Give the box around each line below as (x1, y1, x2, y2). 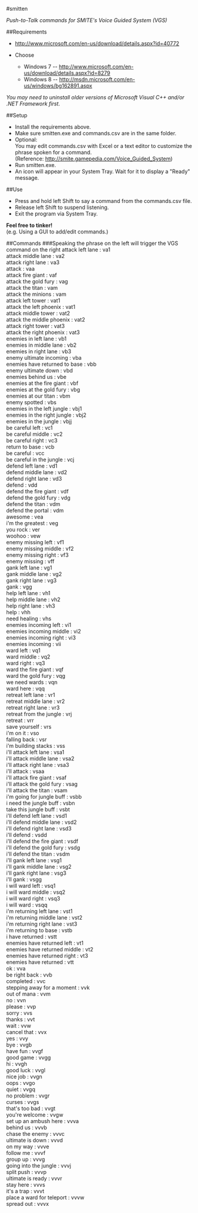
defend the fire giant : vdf (6, 488, 69, 495)
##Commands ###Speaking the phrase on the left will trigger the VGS (6, 239, 178, 247)
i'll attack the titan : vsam (6, 787, 67, 794)
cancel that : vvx (6, 1029, 47, 1035)
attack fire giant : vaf (6, 272, 57, 278)
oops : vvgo (6, 1079, 36, 1086)
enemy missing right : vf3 (6, 551, 69, 559)
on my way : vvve (6, 1143, 49, 1150)
